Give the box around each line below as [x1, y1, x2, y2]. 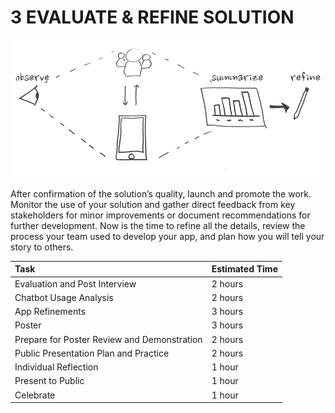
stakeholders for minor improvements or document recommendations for [10, 209, 311, 221]
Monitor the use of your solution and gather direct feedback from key [10, 198, 296, 210]
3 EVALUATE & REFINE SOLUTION [10, 6, 295, 29]
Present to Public [14, 375, 85, 387]
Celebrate [14, 389, 56, 401]
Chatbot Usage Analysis [14, 291, 114, 303]
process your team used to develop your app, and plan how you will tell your [10, 230, 325, 242]
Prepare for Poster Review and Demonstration [14, 333, 203, 345]
